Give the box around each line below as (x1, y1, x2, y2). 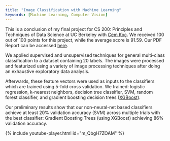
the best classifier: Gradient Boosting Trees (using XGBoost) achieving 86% (5, 115, 164, 121)
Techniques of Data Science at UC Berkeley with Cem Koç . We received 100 (5, 31, 164, 38)
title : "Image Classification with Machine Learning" (5, 7, 122, 13)
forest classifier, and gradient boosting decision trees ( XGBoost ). (5, 94, 141, 100)
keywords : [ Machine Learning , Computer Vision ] (5, 12, 108, 17)
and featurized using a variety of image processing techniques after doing (5, 63, 160, 69)
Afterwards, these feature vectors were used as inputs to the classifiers (5, 78, 155, 84)
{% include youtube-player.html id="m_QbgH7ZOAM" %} (5, 130, 125, 136)
